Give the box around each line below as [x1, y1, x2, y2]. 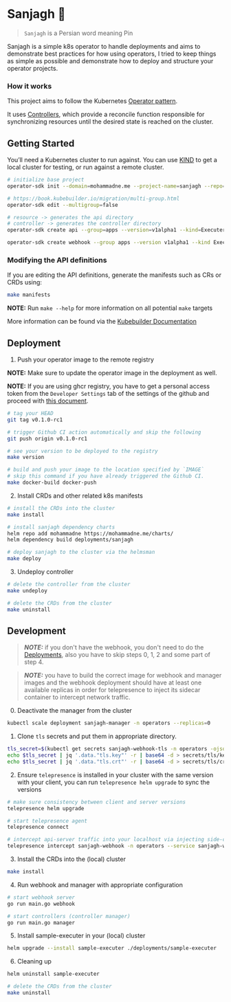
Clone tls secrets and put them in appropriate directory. [16, 732, 177, 741]
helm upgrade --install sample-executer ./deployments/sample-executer [7, 945, 217, 952]
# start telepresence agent [7, 817, 88, 824]
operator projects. [7, 64, 58, 72]
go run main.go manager [7, 919, 76, 926]
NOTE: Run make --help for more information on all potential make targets [7, 304, 213, 312]
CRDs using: [7, 278, 43, 287]
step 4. [23, 658, 44, 666]
